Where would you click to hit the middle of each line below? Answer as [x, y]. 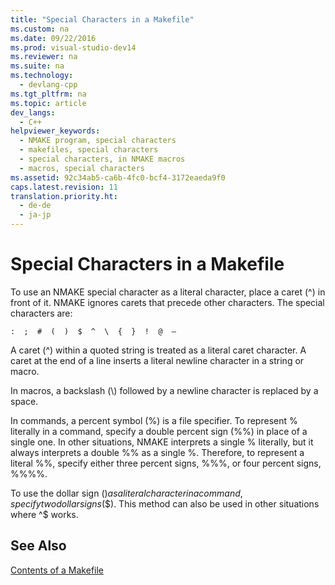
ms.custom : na [40, 29]
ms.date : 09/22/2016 [53, 38]
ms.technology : [42, 76]
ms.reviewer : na [44, 57]
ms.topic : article [48, 103]
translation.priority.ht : [64, 196]
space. [24, 401]
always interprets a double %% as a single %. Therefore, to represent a [157, 452]
